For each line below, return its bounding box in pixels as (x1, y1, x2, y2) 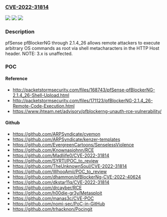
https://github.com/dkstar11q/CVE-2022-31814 (12, 179, 109, 185)
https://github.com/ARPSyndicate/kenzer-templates (12, 136, 121, 142)
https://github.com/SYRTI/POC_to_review (12, 157, 99, 164)
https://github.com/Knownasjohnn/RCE (12, 147, 94, 153)
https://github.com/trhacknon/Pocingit (12, 206, 93, 212)
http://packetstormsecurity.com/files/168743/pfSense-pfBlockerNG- (12, 87, 155, 93)
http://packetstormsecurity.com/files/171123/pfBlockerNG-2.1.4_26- (12, 97, 153, 103)
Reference (5, 76, 28, 82)
